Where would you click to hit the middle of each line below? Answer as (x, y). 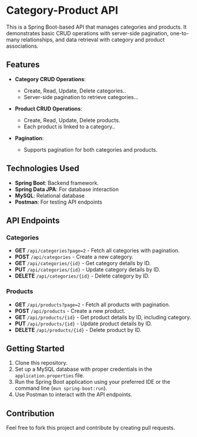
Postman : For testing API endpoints (58, 202)
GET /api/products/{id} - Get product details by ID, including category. (103, 317)
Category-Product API (62, 10)
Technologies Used (43, 169)
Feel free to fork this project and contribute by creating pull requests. (91, 428)
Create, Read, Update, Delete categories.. (75, 91)
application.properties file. (49, 376)
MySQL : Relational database (50, 195)
